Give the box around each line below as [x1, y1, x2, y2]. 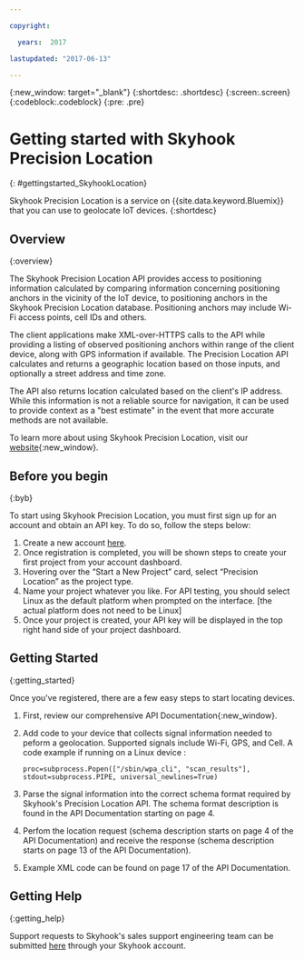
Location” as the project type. [22, 575, 134, 586]
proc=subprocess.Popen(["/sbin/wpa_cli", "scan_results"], [22, 765, 251, 774]
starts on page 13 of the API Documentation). [22, 845, 191, 855]
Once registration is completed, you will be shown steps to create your [22, 546, 288, 557]
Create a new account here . [22, 537, 127, 548]
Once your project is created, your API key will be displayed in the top [22, 615, 283, 625]
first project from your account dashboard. [22, 556, 182, 567]
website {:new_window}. [9, 442, 99, 453]
